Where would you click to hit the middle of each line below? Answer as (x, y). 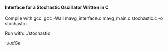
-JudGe (13, 43)
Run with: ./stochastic (28, 33)
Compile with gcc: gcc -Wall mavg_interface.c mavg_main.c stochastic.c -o (84, 18)
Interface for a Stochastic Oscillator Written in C (57, 7)
